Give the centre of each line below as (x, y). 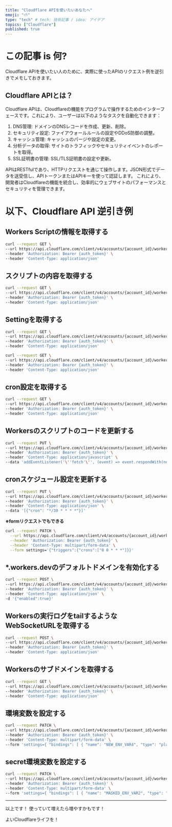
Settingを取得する (34, 320)
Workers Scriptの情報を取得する (57, 232)
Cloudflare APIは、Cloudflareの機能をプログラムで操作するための (74, 109)
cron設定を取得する (36, 387)
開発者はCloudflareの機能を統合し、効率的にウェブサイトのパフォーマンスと (86, 182)
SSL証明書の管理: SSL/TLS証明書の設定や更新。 (63, 158)
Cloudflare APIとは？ (39, 96)
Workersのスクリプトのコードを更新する (70, 431)
